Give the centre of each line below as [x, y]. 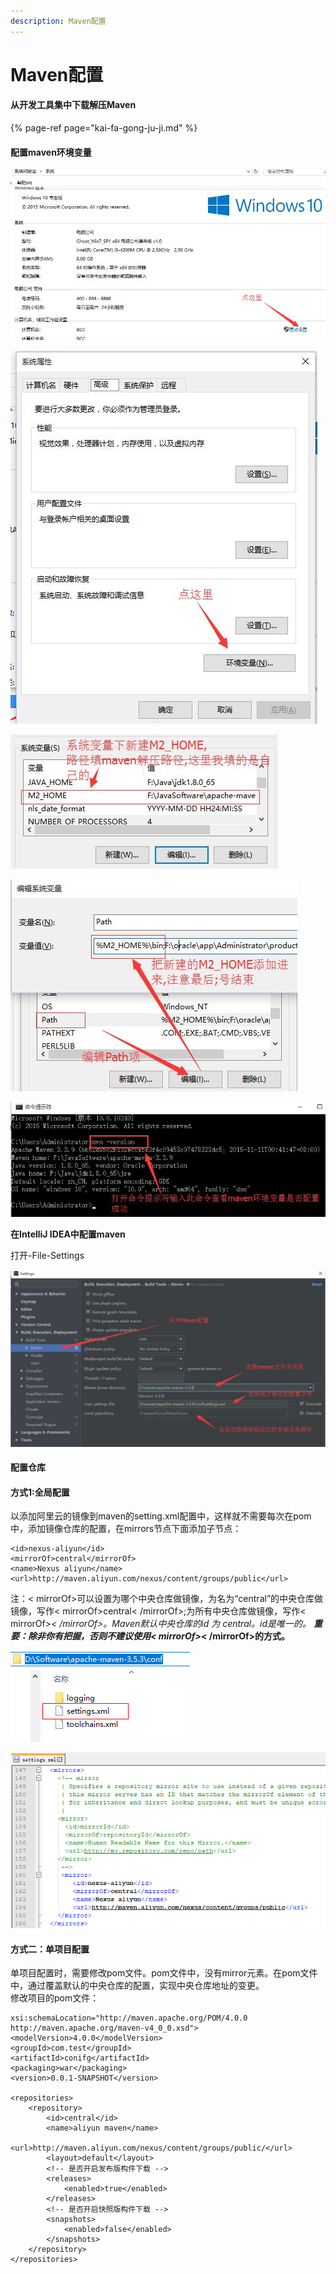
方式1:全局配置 [40, 1492]
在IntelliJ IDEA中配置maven [68, 1234]
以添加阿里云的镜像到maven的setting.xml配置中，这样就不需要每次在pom [161, 1516]
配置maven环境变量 [51, 152]
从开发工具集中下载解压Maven [73, 105]
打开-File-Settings [47, 1256]
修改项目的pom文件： [55, 1998]
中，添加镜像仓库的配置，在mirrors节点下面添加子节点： [126, 1529]
